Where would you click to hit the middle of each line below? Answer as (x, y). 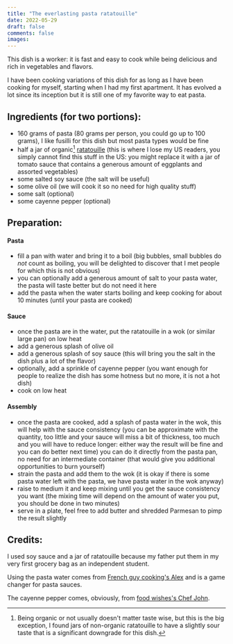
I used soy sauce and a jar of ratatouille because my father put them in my (113, 556)
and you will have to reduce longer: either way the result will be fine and (120, 444)
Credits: (25, 539)
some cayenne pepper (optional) (64, 201)
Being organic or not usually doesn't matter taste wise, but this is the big (121, 618)
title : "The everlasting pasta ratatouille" (72, 14)
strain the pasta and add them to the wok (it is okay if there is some (113, 474)
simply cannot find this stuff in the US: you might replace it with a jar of (119, 156)
